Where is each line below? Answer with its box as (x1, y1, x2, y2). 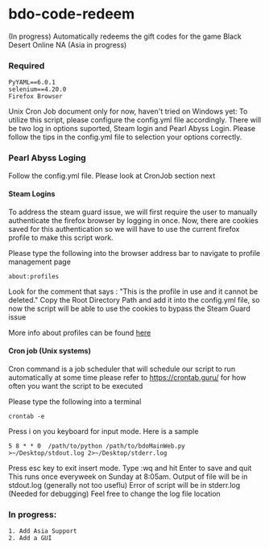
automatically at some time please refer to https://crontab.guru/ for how (8, 372, 246, 382)
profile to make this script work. (8, 233, 114, 242)
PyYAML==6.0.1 (8, 78, 56, 87)
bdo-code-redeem (8, 5, 135, 23)
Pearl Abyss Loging (8, 152, 86, 163)
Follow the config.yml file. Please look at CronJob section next (8, 171, 216, 180)
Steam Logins (8, 189, 56, 199)
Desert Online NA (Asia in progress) (8, 39, 127, 49)
